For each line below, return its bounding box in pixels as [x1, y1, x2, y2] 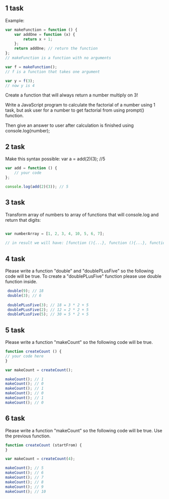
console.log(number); [5, 128, 50, 134]
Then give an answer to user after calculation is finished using [5, 122, 134, 128]
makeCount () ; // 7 [5, 475, 44, 480]
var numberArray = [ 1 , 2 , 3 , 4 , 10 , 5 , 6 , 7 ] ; [5, 231, 105, 236]
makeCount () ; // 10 [5, 489, 46, 494]
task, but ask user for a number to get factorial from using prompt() [5, 107, 144, 113]
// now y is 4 [5, 83, 35, 88]
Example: [5, 17, 25, 23]
